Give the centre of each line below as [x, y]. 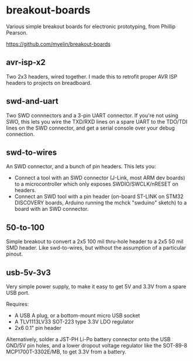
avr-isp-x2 [26, 62]
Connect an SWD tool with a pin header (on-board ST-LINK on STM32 [99, 196]
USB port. [18, 293]
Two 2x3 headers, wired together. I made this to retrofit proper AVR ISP [92, 76]
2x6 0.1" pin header [38, 328]
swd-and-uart [32, 101]
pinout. [15, 254]
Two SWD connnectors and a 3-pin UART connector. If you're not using [92, 115]
